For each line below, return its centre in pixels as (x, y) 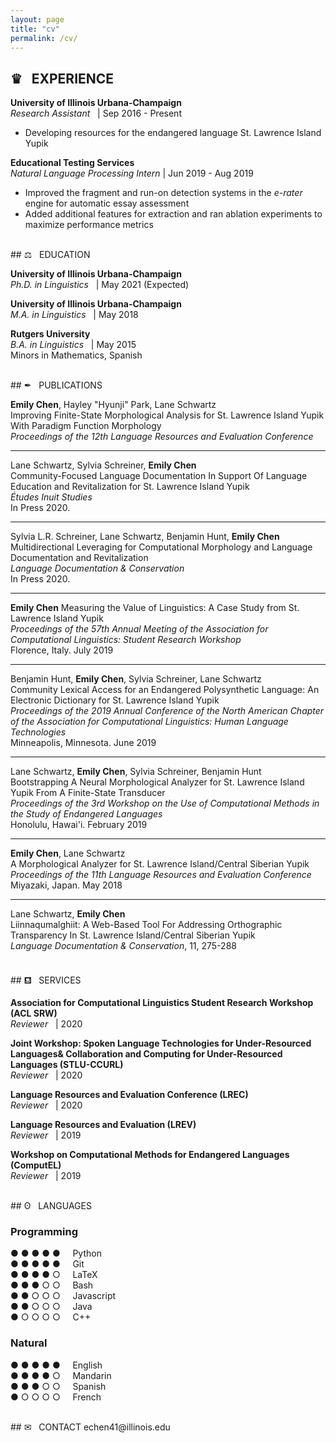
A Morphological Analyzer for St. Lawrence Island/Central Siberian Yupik (160, 864)
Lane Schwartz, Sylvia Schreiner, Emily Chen (103, 465)
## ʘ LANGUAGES (51, 1206)
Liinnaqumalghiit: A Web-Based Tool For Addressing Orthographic (146, 925)
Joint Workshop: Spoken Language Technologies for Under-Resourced (161, 1043)
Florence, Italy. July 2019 (62, 650)
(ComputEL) (36, 1165)
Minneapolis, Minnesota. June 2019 (83, 743)
